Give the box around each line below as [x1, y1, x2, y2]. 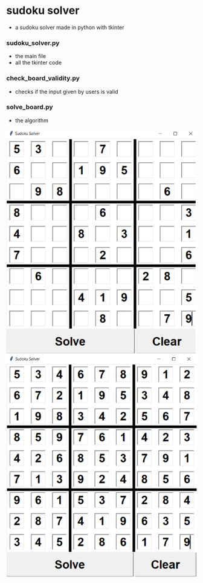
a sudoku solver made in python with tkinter [14, 24, 125, 31]
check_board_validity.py [6, 74, 80, 82]
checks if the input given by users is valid [14, 88, 118, 95]
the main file [14, 53, 47, 60]
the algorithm [14, 116, 48, 124]
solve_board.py [6, 103, 53, 111]
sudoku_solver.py [6, 39, 60, 47]
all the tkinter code [14, 59, 62, 67]
